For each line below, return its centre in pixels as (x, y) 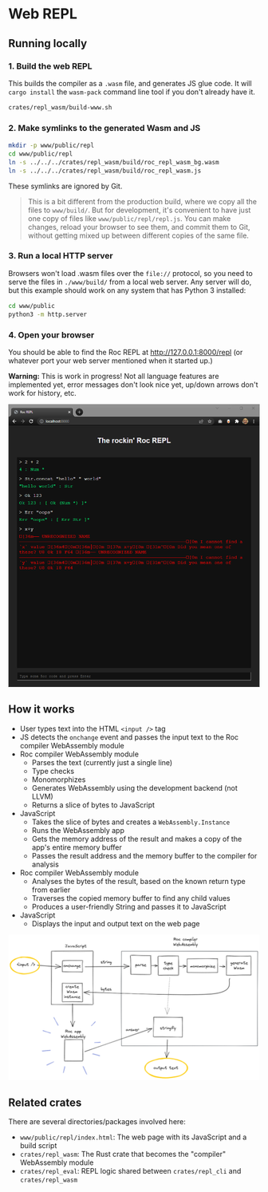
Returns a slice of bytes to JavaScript (93, 805)
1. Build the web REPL (50, 66)
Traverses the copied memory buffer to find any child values (131, 898)
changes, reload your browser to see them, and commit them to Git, (139, 227)
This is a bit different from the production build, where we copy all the (142, 201)
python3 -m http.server (48, 314)
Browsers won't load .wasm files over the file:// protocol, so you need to (130, 273)
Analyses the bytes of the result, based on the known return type (138, 881)
